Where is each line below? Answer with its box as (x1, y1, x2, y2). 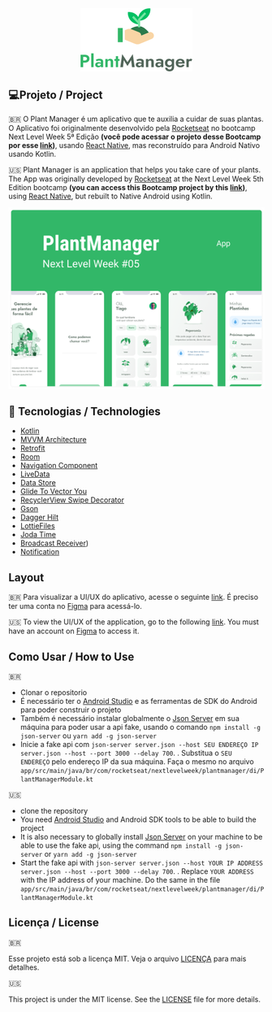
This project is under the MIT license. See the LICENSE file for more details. (8, 994, 261, 1004)
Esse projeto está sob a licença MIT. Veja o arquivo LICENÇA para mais (8, 953, 247, 963)
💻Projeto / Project (8, 89, 103, 102)
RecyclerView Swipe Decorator (19, 495, 124, 505)
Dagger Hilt (19, 512, 59, 523)
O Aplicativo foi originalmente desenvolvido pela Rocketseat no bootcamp (8, 123, 256, 132)
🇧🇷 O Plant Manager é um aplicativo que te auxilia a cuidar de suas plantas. (8, 114, 264, 124)
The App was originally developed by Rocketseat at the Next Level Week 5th (8, 174, 264, 184)
